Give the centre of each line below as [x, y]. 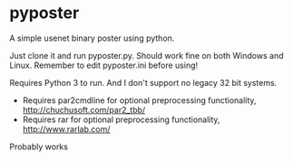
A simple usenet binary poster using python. [92, 38]
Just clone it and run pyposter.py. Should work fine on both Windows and [146, 55]
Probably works [39, 147]
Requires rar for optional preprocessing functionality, [121, 119]
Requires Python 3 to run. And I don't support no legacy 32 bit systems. [143, 82]
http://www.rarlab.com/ [66, 128]
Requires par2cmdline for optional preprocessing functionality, [139, 100]
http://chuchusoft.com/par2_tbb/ [84, 109]
